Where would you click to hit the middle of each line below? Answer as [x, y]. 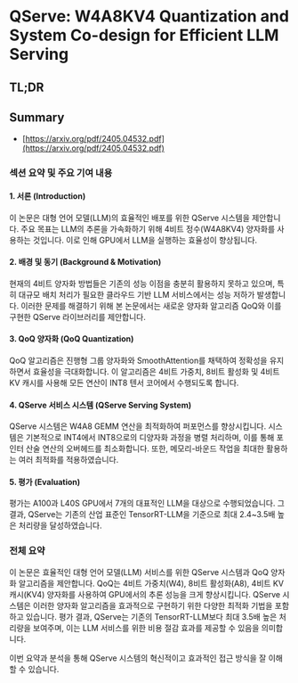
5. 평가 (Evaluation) [45, 481]
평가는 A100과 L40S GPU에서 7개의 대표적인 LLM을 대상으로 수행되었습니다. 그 [147, 503]
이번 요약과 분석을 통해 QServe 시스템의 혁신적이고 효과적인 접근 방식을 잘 [138, 658]
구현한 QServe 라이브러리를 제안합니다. [78, 317]
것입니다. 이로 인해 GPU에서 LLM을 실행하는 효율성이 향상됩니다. [145, 240]
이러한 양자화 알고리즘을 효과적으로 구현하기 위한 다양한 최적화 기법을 [153, 605]
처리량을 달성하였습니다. [60, 526]
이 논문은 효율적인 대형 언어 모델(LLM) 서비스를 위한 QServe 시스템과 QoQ [139, 572]
